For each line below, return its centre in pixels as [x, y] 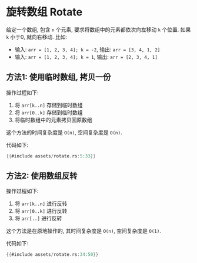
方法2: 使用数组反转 [42, 176]
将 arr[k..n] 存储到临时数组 [49, 105]
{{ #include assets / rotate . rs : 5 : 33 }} [51, 156]
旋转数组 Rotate [44, 12]
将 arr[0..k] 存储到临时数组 [49, 112]
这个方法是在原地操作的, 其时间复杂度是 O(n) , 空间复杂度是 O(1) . [84, 231]
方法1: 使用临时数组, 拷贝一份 [59, 77]
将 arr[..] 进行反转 [38, 218]
